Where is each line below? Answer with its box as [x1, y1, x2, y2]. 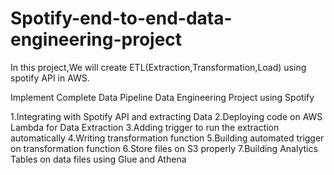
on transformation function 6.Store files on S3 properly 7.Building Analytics [10, 142, 318, 154]
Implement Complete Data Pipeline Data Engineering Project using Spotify [10, 91, 315, 103]
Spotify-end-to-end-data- [10, 7, 233, 30]
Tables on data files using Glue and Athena [10, 153, 187, 165]
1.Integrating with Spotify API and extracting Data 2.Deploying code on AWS [10, 110, 323, 122]
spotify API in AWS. [10, 72, 90, 84]
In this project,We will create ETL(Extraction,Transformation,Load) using [10, 61, 307, 73]
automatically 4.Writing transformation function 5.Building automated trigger [10, 132, 325, 144]
